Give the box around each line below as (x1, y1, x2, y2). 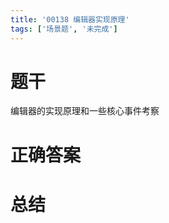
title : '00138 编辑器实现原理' (10, 14, 130, 25)
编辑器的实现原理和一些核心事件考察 (10, 105, 160, 117)
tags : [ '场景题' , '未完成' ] (10, 24, 118, 34)
